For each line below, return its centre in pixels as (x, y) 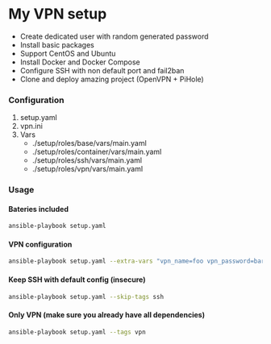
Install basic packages (57, 44)
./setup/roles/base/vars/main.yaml (89, 143)
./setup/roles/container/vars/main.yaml (97, 152)
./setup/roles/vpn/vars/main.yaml (88, 169)
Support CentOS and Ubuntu (68, 53)
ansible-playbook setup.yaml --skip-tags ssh (86, 296)
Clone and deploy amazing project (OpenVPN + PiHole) (112, 79)
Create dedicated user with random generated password (114, 36)
